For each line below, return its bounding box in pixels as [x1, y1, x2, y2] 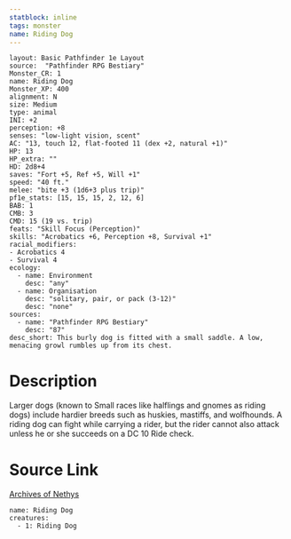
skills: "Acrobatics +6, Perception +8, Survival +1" [9, 233, 213, 242]
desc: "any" [25, 279, 69, 289]
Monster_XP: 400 [9, 85, 69, 94]
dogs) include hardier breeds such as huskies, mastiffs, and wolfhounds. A [9, 409, 282, 420]
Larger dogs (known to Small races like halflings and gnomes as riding [9, 400, 266, 411]
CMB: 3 [9, 210, 34, 218]
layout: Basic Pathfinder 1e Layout [9, 54, 145, 63]
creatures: [9, 514, 50, 523]
